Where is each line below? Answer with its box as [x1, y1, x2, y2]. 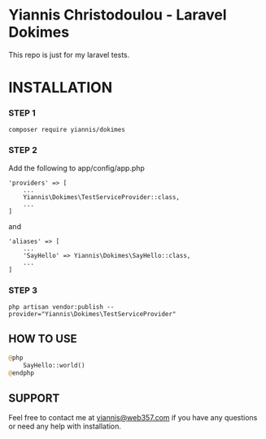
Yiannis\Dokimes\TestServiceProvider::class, [23, 193, 181, 201]
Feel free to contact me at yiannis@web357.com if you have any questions [8, 413, 258, 423]
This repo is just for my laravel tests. [8, 50, 130, 59]
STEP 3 [8, 285, 38, 296]
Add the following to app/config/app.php [8, 163, 145, 172]
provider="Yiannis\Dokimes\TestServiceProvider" [8, 311, 177, 319]
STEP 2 [8, 145, 38, 156]
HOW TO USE [8, 332, 77, 346]
